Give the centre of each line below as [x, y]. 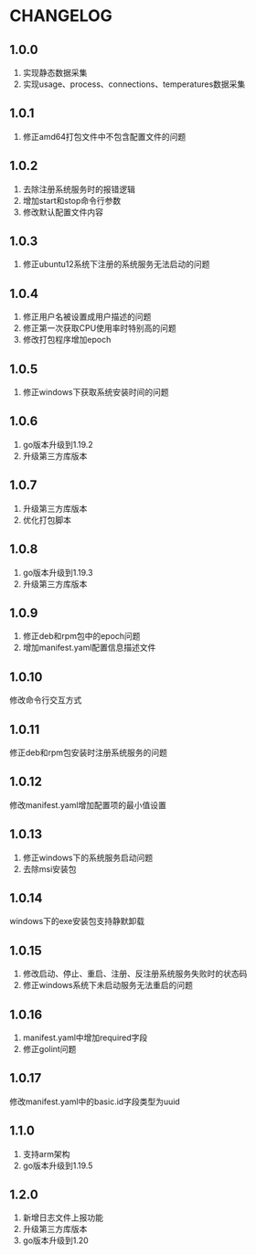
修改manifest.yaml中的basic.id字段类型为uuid [95, 1101]
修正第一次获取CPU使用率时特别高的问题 [99, 328]
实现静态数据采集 [55, 73]
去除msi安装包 [49, 868]
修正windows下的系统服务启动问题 [88, 857]
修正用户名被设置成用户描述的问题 [87, 317]
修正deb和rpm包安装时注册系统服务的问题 [88, 752]
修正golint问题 [49, 1049]
